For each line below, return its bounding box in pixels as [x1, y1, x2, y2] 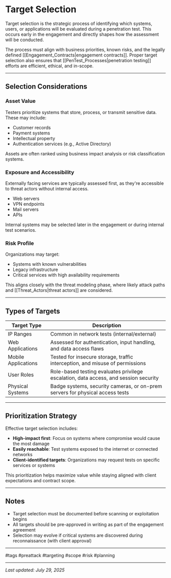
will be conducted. [5, 37, 44, 43]
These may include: [5, 115, 47, 121]
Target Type [11, 322, 42, 329]
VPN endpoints [12, 201, 45, 207]
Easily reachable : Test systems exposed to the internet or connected [12, 446, 158, 452]
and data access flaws [50, 345, 104, 352]
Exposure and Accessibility [5, 169, 75, 176]
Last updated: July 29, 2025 [5, 567, 65, 573]
